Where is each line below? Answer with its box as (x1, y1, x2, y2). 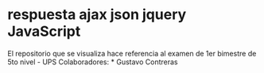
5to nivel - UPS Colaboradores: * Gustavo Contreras (7, 57, 178, 67)
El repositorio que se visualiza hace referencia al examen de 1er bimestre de (7, 48, 257, 58)
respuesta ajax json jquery (7, 6, 187, 24)
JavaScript (7, 22, 81, 40)
